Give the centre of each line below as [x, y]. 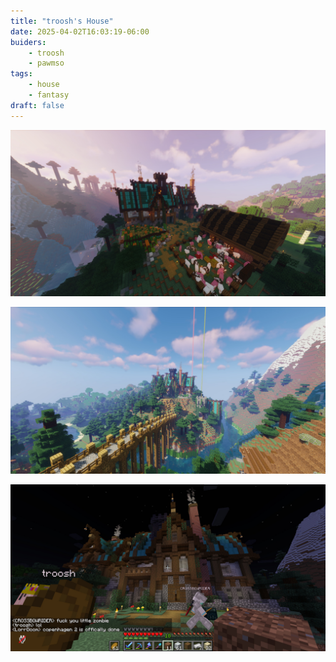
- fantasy [49, 95]
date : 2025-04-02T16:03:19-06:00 [80, 31]
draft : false [37, 105]
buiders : [28, 42]
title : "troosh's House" [62, 21]
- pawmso [46, 63]
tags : [21, 74]
